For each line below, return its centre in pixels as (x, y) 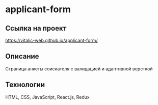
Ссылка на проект (36, 28)
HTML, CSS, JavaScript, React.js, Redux (48, 97)
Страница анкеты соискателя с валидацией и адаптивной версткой (79, 69)
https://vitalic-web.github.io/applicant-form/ (51, 40)
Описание (22, 56)
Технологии (25, 85)
